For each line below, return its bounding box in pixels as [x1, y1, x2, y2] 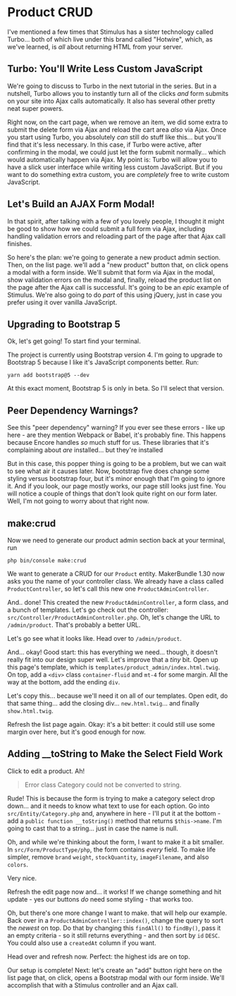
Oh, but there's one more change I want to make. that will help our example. [7, 909, 228, 917]
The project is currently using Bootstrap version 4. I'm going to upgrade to [7, 350, 223, 359]
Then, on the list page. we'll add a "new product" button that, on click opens [7, 260, 229, 269]
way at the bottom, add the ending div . [7, 678, 120, 686]
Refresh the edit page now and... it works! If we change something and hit [7, 887, 222, 896]
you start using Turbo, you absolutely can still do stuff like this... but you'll [7, 133, 221, 141]
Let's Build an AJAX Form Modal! [7, 198, 155, 210]
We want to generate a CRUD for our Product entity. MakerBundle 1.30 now [7, 570, 225, 578]
